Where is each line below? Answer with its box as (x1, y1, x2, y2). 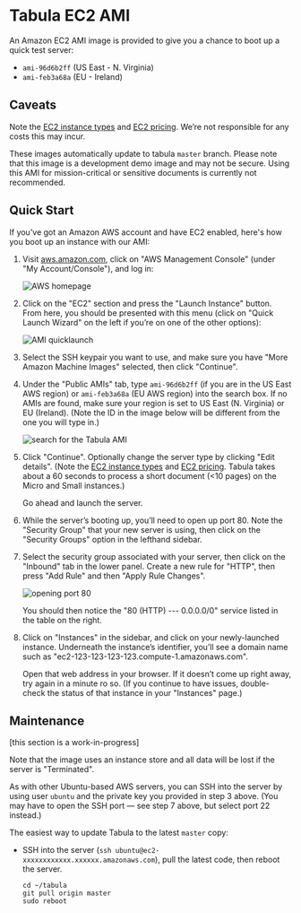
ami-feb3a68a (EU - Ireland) (21, 71, 124, 82)
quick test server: (9, 44, 74, 55)
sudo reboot (21, 897, 67, 906)
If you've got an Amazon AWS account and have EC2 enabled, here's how (9, 226, 282, 238)
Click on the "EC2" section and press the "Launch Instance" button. (21, 298, 272, 309)
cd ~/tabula (21, 881, 67, 891)
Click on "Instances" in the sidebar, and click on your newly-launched (21, 631, 279, 642)
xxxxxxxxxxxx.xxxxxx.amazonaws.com (21, 856, 156, 865)
